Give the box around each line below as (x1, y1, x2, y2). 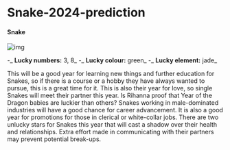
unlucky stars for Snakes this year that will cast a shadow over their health (7, 121, 218, 129)
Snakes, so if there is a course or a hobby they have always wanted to (7, 77, 205, 85)
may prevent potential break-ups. (7, 135, 102, 143)
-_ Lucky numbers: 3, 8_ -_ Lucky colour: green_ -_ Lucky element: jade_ (7, 56, 218, 64)
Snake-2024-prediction (7, 5, 146, 21)
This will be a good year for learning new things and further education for (7, 70, 215, 78)
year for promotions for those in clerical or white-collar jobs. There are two (7, 113, 219, 121)
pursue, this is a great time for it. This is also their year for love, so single (7, 84, 213, 92)
